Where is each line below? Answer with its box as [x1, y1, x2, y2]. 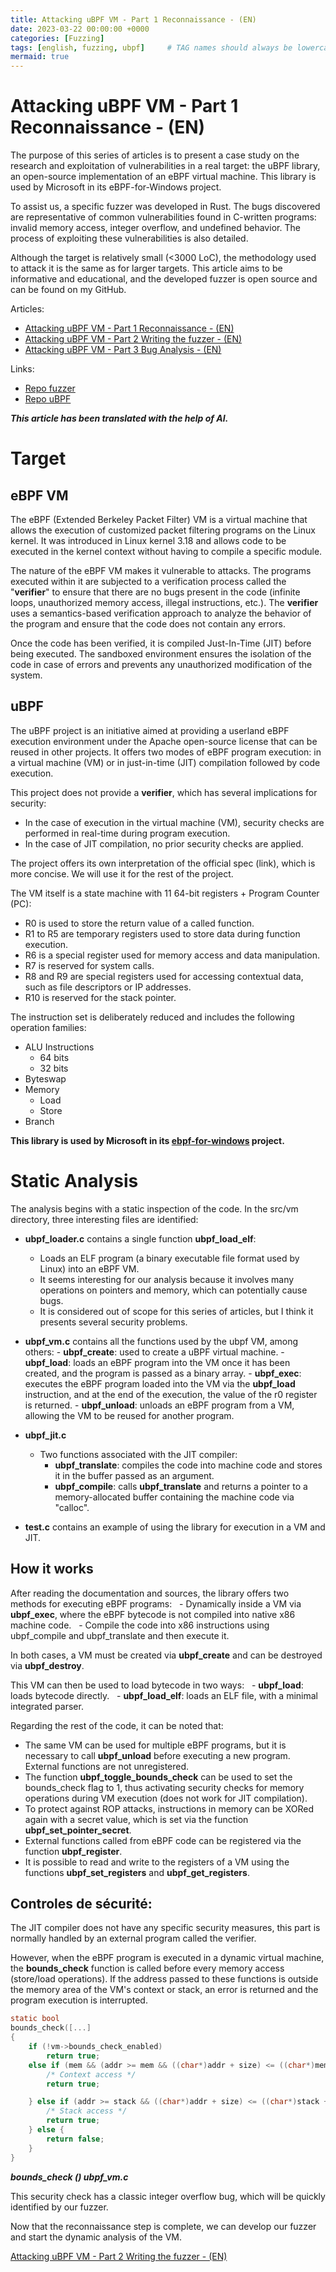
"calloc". [54, 1501, 90, 1513]
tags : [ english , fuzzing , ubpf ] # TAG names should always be [10, 42, 293, 53]
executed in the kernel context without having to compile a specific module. [10, 546, 323, 558]
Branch [24, 1115, 55, 1127]
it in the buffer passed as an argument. [54, 1469, 215, 1481]
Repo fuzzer [24, 382, 76, 395]
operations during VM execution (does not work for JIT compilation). [24, 1792, 308, 1804]
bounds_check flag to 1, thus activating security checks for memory [24, 1781, 305, 1793]
